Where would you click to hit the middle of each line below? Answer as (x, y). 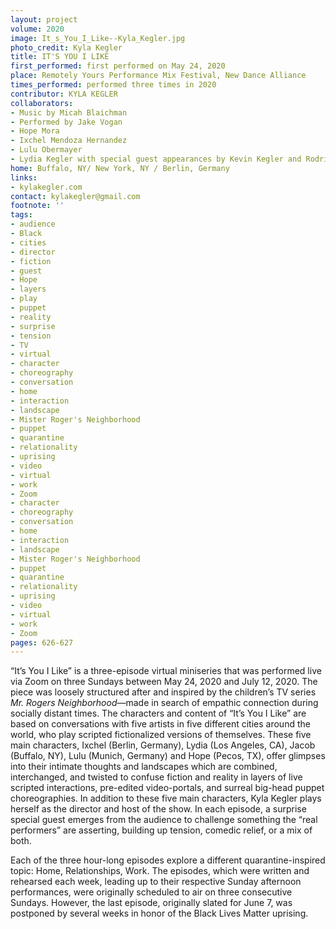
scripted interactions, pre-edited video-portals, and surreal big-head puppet (167, 788)
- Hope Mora (35, 131)
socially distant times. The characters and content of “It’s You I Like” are (158, 713)
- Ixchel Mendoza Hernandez (69, 141)
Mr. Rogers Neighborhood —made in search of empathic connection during (164, 703)
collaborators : (42, 103)
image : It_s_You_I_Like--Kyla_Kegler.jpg (98, 38)
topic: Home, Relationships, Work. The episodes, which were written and (160, 871)
